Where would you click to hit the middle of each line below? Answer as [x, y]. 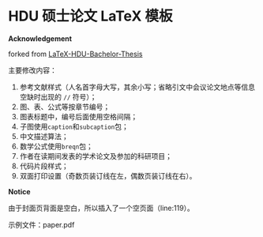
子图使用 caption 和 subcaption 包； [74, 126]
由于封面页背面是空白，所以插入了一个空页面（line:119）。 [101, 208]
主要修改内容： [32, 70]
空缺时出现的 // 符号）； [58, 96]
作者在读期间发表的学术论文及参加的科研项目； [96, 156]
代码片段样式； [44, 166]
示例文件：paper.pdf [41, 224]
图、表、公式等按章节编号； [65, 107]
